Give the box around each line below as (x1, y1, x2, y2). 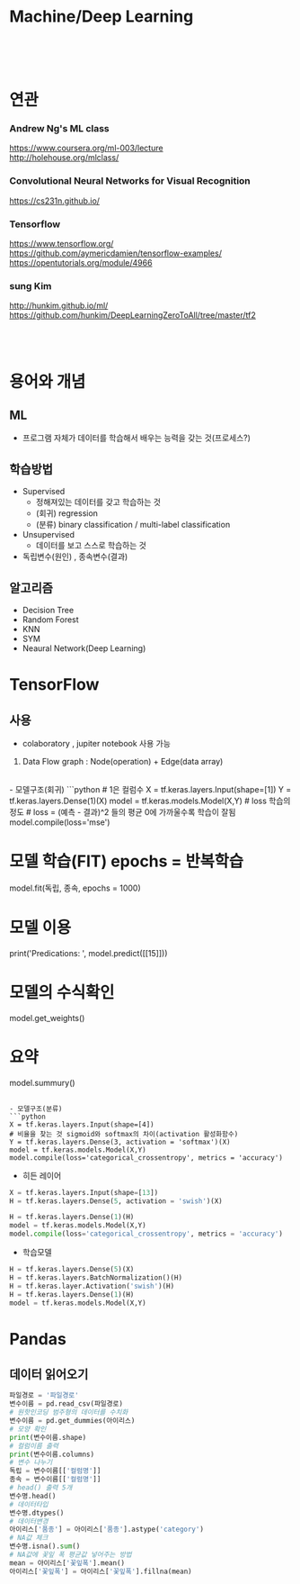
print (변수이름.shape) (9, 1433, 87, 1442)
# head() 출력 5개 (9, 1483, 73, 1492)
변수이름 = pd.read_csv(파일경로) (9, 1399, 124, 1408)
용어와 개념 (9, 371, 86, 392)
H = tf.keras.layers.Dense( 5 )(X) (9, 1265, 135, 1274)
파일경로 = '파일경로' (9, 1391, 79, 1400)
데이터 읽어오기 (9, 1367, 89, 1382)
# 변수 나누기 (9, 1458, 53, 1467)
